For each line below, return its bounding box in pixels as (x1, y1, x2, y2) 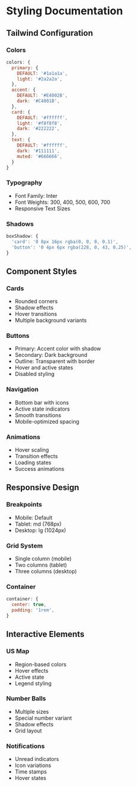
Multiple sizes (14, 708, 49, 715)
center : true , (11, 602, 46, 608)
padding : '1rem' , (11, 607, 55, 613)
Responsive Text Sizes (14, 204, 70, 212)
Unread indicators (14, 756, 60, 763)
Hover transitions (14, 310, 58, 318)
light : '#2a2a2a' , (17, 76, 63, 82)
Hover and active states (14, 364, 73, 371)
